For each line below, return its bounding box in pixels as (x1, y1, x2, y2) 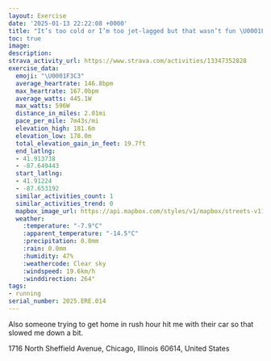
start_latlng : (15, 170, 63, 178)
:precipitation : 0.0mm (23, 237, 99, 246)
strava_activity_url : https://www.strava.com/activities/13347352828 (8, 57, 248, 65)
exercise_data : (8, 65, 60, 73)
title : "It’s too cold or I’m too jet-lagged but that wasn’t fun (8, 27, 236, 35)
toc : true (8, 34, 42, 43)
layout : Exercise (8, 11, 67, 20)
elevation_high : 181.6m (15, 124, 95, 132)
